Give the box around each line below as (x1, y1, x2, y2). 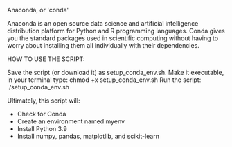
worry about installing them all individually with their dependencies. (7, 42, 199, 49)
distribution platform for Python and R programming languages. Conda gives (7, 27, 225, 35)
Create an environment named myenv (17, 117, 125, 126)
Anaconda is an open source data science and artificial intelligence (7, 19, 199, 27)
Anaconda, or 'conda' (7, 6, 69, 14)
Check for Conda (17, 110, 66, 118)
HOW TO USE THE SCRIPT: (7, 55, 85, 63)
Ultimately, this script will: (7, 96, 80, 105)
